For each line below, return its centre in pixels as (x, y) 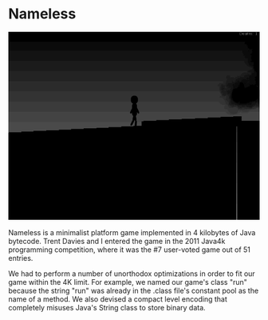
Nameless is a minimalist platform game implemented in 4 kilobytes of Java (132, 233)
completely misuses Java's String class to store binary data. (107, 308)
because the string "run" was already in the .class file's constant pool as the (134, 291)
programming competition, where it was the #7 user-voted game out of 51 (130, 250)
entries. (21, 258)
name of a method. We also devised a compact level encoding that (118, 299)
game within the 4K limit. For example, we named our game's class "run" (128, 282)
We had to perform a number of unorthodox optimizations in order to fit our (132, 274)
